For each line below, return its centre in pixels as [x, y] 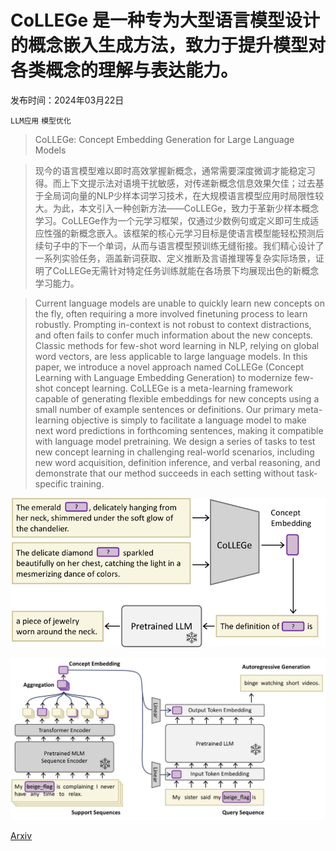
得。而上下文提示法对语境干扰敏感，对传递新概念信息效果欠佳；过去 [175, 183]
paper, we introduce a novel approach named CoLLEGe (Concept [169, 367]
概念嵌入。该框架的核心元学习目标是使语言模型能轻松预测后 [201, 233]
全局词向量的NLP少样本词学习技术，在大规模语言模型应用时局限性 [179, 195]
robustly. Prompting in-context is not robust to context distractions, [173, 324]
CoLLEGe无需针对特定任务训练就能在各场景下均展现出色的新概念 [186, 270]
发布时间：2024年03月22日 [67, 100]
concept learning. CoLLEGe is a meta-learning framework [174, 388]
